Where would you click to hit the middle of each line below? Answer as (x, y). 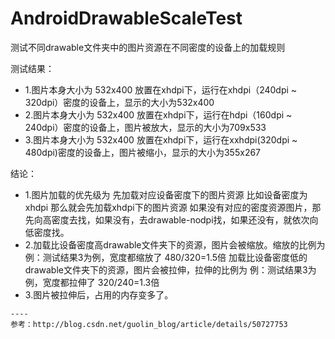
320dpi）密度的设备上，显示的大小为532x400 (119, 102)
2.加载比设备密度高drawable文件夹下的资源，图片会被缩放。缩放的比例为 (175, 244)
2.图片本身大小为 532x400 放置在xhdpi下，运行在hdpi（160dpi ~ (158, 114)
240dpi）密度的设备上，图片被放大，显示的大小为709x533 (145, 127)
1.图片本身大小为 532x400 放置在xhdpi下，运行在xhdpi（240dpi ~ (161, 89)
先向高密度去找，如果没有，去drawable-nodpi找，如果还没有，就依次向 (171, 219)
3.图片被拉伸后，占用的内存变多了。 (99, 294)
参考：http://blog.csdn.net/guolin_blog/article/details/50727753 (149, 324)
